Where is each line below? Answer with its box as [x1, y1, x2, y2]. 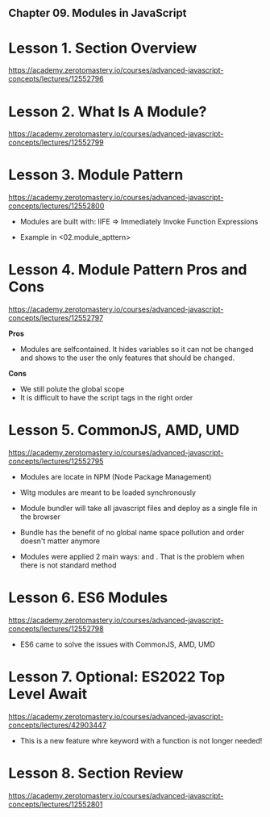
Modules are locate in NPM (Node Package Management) [19, 472, 212, 482]
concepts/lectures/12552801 [8, 799, 103, 809]
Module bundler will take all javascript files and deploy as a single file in [19, 504, 258, 513]
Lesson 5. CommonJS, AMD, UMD [8, 421, 240, 439]
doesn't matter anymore [19, 536, 101, 546]
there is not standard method [19, 560, 117, 570]
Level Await [8, 685, 88, 703]
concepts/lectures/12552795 [8, 456, 104, 467]
